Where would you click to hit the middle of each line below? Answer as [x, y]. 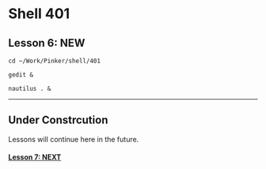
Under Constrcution [58, 120]
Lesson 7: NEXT [35, 157]
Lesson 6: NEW [47, 43]
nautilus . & [30, 88]
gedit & [21, 75]
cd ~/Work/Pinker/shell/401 [55, 61]
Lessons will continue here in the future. [74, 139]
